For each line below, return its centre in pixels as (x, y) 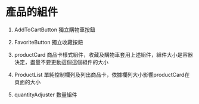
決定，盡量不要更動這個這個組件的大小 (61, 62)
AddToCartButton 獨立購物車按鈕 (55, 30)
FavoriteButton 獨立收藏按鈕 (49, 42)
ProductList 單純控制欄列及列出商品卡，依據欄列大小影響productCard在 (102, 74)
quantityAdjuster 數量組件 (46, 95)
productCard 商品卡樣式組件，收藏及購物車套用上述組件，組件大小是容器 (103, 54)
